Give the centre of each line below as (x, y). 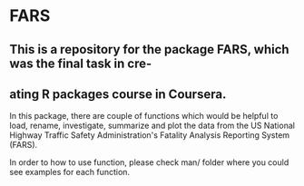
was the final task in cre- (81, 63)
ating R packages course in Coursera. (118, 94)
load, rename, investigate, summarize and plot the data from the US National (152, 126)
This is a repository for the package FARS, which (149, 49)
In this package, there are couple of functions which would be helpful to (144, 116)
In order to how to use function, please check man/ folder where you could (149, 162)
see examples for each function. (69, 172)
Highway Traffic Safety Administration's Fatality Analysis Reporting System (150, 135)
